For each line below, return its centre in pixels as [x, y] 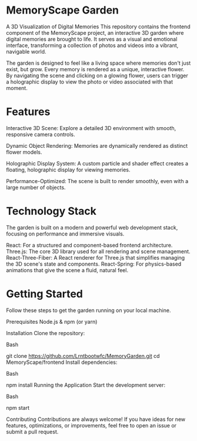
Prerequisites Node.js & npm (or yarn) [52, 321]
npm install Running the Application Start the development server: [86, 385]
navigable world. [26, 51]
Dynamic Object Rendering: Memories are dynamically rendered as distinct [97, 145]
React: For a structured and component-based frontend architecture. [89, 245]
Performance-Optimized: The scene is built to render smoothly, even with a [97, 181]
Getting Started [45, 294]
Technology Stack [51, 211]
